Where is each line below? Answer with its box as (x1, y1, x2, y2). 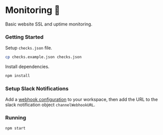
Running (5, 114, 27, 121)
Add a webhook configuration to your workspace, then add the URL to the (5, 96, 158, 102)
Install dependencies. (5, 63, 50, 69)
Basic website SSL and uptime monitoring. (5, 21, 93, 27)
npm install (5, 73, 30, 78)
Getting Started (5, 33, 44, 40)
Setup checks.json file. (5, 45, 53, 51)
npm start (5, 125, 26, 130)
